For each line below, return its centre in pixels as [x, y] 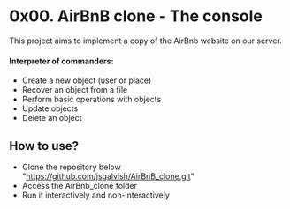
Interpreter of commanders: [61, 61]
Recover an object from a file [75, 90]
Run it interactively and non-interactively [96, 195]
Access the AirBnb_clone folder [80, 185]
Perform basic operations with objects [92, 100]
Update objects [50, 108]
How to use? [44, 146]
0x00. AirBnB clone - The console [136, 16]
